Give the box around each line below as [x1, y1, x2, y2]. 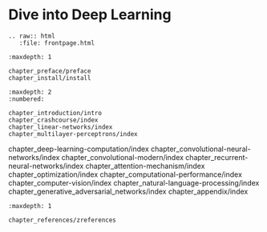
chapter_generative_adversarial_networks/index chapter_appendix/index [8, 186, 249, 196]
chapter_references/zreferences [8, 216, 116, 224]
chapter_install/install [8, 74, 91, 82]
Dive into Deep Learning [8, 6, 172, 24]
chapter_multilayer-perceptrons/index [8, 130, 138, 138]
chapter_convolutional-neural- [151, 144, 251, 154]
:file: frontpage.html [18, 38, 95, 47]
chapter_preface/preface [8, 66, 91, 75]
